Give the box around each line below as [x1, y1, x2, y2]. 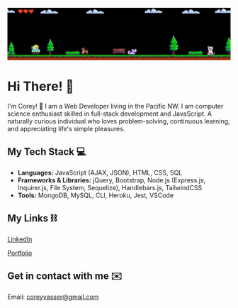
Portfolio [7, 248, 33, 257]
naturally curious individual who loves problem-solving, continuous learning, [7, 117, 230, 126]
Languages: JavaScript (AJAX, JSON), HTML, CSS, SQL [17, 168, 183, 177]
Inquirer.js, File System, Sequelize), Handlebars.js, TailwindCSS [17, 183, 203, 192]
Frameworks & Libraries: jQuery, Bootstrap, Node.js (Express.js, [17, 175, 206, 185]
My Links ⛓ [7, 212, 57, 224]
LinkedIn [7, 235, 33, 243]
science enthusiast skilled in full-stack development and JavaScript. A [7, 109, 212, 118]
